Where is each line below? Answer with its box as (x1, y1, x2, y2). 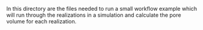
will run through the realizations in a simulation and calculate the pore (6, 11, 182, 19)
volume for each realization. (6, 18, 77, 25)
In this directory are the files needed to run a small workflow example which (6, 5, 197, 12)
